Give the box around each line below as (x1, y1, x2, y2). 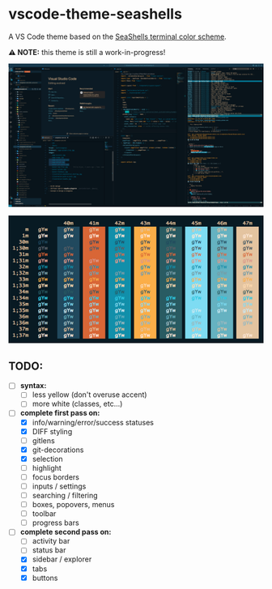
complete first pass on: (19, 408, 100, 418)
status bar (32, 545, 66, 555)
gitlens (32, 435, 55, 446)
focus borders (32, 472, 79, 482)
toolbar (32, 509, 57, 519)
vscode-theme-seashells (8, 5, 182, 23)
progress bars (32, 518, 79, 527)
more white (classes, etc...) (32, 399, 123, 409)
